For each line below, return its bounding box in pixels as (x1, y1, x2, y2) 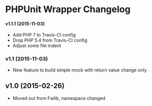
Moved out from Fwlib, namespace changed (12, 95, 106, 101)
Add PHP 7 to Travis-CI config (12, 32, 76, 38)
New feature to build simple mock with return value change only (12, 67, 147, 73)
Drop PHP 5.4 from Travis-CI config (12, 37, 87, 44)
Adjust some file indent (12, 43, 62, 49)
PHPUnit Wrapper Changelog (5, 4, 131, 15)
